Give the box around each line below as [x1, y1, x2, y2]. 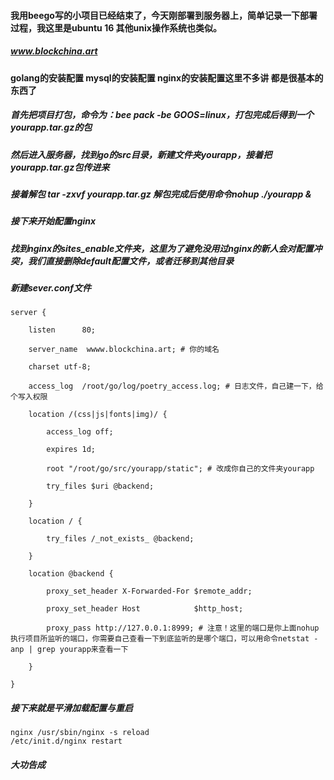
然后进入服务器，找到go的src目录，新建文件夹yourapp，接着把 [10, 148, 273, 160]
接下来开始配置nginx [10, 215, 97, 227]
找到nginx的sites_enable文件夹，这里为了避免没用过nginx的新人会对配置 [10, 242, 314, 254]
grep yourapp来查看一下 [36, 645, 129, 655]
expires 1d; [46, 445, 97, 455]
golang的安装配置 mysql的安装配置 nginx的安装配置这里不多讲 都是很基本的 [10, 71, 324, 84]
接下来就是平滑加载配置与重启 [10, 702, 133, 714]
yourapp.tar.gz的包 [10, 121, 93, 134]
